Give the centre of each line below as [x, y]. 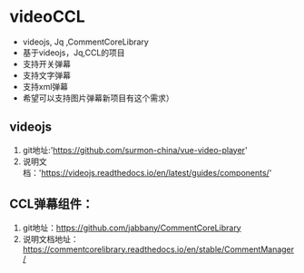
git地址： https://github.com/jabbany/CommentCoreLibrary [132, 228]
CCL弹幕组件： [51, 205]
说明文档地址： [50, 239]
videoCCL [48, 17]
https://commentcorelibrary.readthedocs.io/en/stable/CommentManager [158, 249]
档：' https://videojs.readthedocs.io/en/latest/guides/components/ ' [147, 172]
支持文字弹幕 [46, 75]
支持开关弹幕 [46, 63]
